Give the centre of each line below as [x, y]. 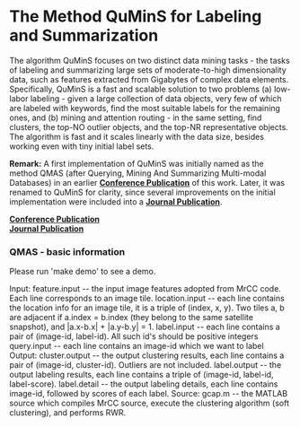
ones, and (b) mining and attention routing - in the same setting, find [136, 118]
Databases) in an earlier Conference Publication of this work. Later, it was [147, 182]
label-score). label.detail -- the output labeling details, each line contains [144, 384]
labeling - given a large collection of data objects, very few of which [156, 98]
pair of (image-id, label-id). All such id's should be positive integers [134, 336]
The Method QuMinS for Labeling [136, 17]
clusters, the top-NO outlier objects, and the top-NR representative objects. [149, 126]
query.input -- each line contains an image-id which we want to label [137, 346]
